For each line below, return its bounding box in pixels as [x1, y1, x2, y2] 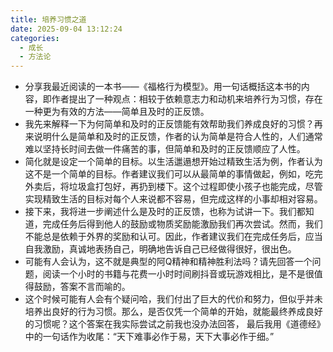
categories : [10, 33, 60, 43]
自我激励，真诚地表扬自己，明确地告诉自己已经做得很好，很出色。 [24, 243, 297, 255]
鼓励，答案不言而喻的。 [33, 281, 131, 293]
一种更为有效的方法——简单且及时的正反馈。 [24, 106, 210, 118]
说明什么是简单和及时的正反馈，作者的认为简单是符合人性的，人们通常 [33, 131, 323, 143]
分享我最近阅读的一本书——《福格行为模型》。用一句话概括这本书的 [24, 81, 302, 93]
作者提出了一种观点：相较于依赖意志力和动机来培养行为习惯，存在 [51, 93, 323, 105]
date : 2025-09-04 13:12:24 [10, 24, 123, 34]
